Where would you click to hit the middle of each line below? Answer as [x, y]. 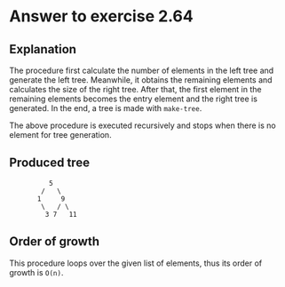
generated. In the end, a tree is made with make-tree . [106, 108]
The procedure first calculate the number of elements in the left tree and [142, 70]
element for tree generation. [61, 135]
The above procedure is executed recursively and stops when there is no [143, 125]
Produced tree [50, 163]
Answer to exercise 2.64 [101, 16]
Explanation [43, 49]
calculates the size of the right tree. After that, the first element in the [135, 89]
